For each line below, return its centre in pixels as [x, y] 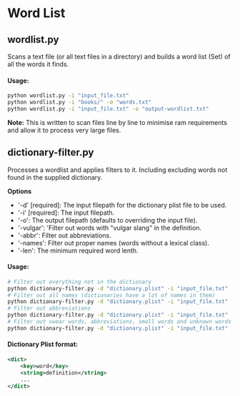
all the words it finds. [38, 64]
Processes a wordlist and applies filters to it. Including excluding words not [117, 170]
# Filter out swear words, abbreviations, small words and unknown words [120, 322]
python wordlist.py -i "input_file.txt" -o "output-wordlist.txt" [108, 108]
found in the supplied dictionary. [55, 177]
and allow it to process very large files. [64, 130]
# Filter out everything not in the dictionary [80, 282]
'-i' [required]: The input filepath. [66, 213]
